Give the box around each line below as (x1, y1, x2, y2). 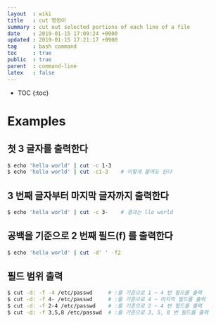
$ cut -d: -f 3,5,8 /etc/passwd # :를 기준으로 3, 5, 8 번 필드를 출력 (7, 309, 209, 317)
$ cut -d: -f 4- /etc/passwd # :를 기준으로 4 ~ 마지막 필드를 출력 (7, 296, 206, 303)
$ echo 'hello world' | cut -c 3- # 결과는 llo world (7, 209, 174, 216)
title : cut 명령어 (7, 17, 67, 24)
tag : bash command (7, 43, 77, 50)
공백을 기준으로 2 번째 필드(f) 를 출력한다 (7, 230, 174, 242)
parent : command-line (7, 63, 77, 70)
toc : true (7, 50, 52, 57)
